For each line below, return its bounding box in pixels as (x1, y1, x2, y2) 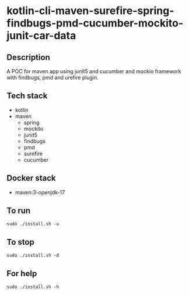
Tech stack (6, 91, 48, 101)
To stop (6, 237, 34, 247)
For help (6, 268, 37, 279)
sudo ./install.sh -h (6, 284, 60, 290)
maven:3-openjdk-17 (15, 188, 65, 195)
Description (6, 52, 50, 62)
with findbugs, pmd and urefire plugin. (6, 74, 99, 81)
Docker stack (6, 173, 56, 183)
